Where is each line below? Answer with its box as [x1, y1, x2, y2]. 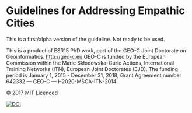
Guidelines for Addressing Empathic [6, 4, 185, 17]
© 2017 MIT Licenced [6, 89, 58, 96]
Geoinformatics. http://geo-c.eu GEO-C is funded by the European [6, 53, 166, 60]
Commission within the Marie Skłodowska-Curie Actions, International [6, 59, 174, 66]
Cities [6, 16, 35, 30]
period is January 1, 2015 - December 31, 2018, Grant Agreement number [6, 72, 182, 79]
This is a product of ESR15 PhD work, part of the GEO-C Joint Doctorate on [6, 47, 187, 54]
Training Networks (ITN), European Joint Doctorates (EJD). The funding [6, 65, 179, 72]
